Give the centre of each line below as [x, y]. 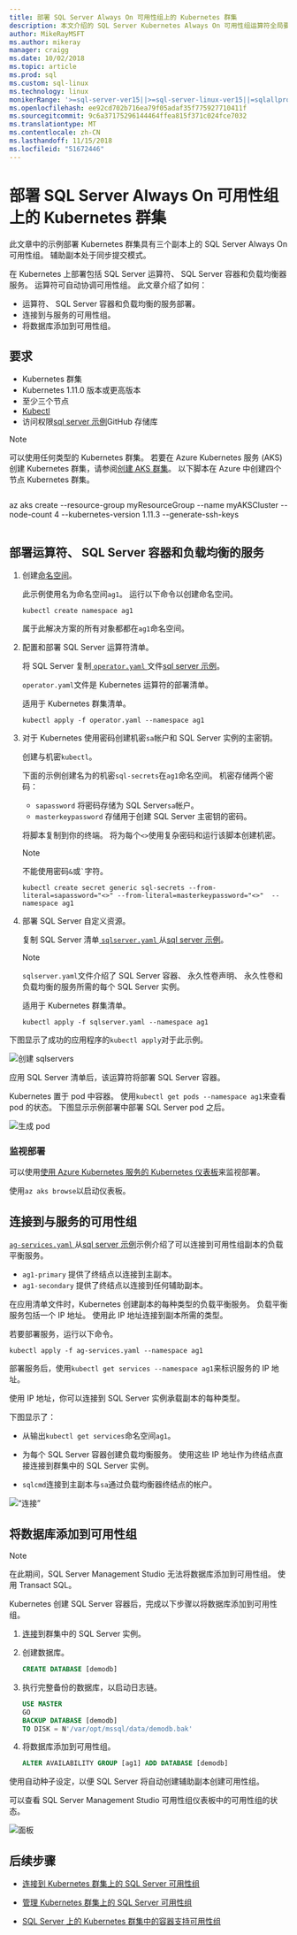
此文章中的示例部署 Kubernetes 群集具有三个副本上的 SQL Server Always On [148, 243]
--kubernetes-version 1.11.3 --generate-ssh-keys [150, 515]
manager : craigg [39, 50]
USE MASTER [42, 1704]
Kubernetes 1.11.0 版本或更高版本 [81, 390]
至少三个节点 [45, 401]
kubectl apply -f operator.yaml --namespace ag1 [113, 721]
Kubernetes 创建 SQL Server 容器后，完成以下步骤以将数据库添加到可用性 [143, 1604]
